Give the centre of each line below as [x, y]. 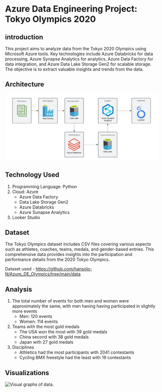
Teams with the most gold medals [46, 327]
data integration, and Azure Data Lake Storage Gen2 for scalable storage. [78, 64]
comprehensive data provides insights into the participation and [69, 255]
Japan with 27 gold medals [46, 342]
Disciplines [23, 347]
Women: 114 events [39, 322]
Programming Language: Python [44, 186]
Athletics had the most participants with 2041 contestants [77, 352]
